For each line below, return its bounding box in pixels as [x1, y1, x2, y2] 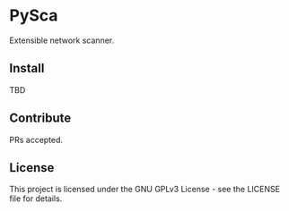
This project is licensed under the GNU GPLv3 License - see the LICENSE [9, 184, 281, 195]
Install [9, 61, 45, 76]
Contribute [9, 111, 72, 126]
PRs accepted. [9, 134, 64, 145]
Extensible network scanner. [9, 35, 115, 46]
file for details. [9, 193, 63, 204]
